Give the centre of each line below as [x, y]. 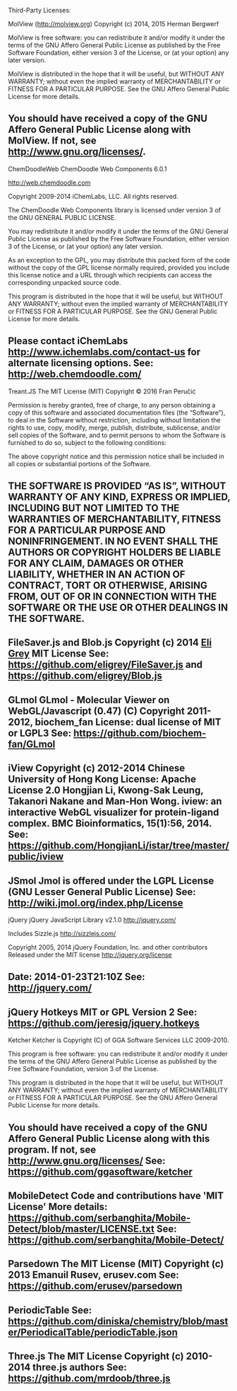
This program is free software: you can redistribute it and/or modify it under [118, 1054]
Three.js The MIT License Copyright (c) [96, 1357]
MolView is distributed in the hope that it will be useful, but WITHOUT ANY [116, 74]
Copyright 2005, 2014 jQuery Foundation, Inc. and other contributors [108, 947]
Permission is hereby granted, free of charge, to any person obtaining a [112, 405]
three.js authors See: [79, 1367]
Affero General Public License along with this [109, 1138]
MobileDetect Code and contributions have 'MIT [116, 1195]
